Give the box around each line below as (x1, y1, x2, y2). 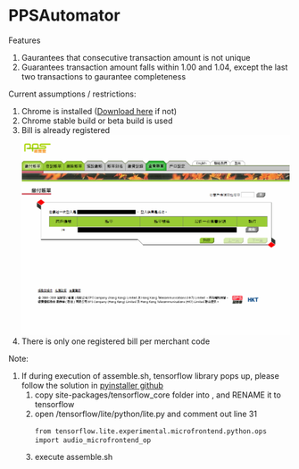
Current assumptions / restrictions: (8, 88, 137, 99)
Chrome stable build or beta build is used (21, 115, 173, 126)
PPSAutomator (8, 5, 121, 26)
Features (8, 35, 41, 46)
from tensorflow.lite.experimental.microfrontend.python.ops (34, 426, 267, 436)
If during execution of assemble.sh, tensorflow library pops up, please (21, 370, 280, 381)
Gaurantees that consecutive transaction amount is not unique (21, 52, 251, 63)
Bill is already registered (21, 124, 111, 135)
